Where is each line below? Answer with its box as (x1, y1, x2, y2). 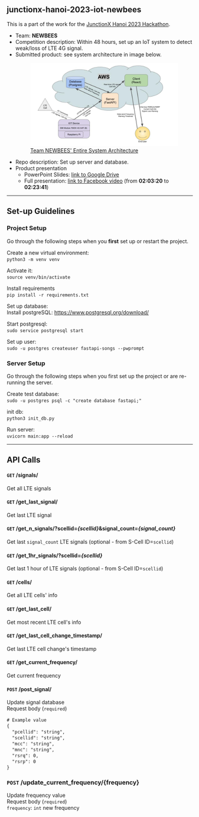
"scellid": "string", (12, 735, 66, 741)
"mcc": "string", (12, 741, 55, 747)
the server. (27, 379, 53, 386)
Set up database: (6, 302, 48, 309)
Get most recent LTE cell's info (6, 618, 81, 625)
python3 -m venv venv (6, 256, 60, 263)
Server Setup (6, 359, 46, 367)
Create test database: (6, 390, 60, 397)
